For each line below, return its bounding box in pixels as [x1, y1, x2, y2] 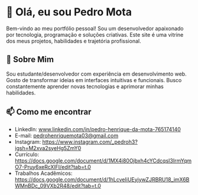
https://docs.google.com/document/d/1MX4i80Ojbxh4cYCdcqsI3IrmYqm [14, 157, 192, 164]
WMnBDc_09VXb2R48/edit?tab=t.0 [14, 182, 102, 189]
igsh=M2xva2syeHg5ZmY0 [14, 144, 82, 151]
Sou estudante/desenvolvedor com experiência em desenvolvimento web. [6, 70, 187, 77]
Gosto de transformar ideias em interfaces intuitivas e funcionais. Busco [6, 76, 182, 83]
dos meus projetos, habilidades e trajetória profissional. [6, 37, 141, 44]
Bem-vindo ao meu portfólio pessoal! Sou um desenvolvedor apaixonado [6, 25, 184, 32]
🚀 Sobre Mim [6, 54, 54, 64]
